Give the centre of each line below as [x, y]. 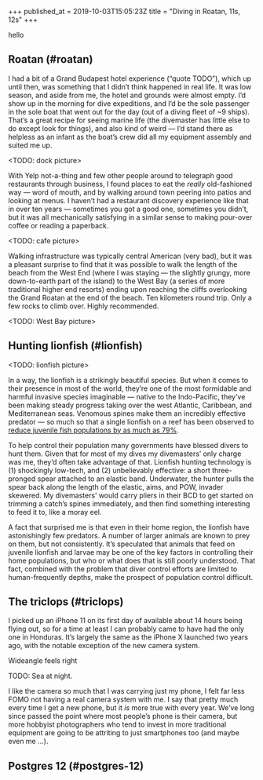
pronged [22, 479]
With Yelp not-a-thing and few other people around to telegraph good [121, 175]
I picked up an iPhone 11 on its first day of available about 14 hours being [126, 621]
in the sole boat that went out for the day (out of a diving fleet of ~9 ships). [129, 111]
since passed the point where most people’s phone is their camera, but [123, 716]
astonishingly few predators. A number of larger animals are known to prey [129, 535]
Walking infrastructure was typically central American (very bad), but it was [130, 256]
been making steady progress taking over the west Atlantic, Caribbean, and [130, 405]
